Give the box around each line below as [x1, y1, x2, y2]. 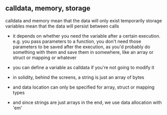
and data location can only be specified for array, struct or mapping [12, 84, 155, 90]
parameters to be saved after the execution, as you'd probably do [12, 43, 150, 50]
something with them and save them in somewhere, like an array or [12, 49, 154, 55]
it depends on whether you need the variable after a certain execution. [12, 33, 160, 39]
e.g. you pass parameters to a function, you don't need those [12, 38, 142, 44]
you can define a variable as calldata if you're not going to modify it [12, 64, 154, 70]
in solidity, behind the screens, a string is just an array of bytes [12, 74, 145, 80]
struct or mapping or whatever [12, 54, 77, 61]
